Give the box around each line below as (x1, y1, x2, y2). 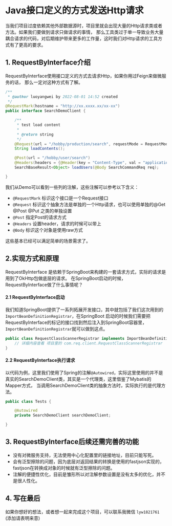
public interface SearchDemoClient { (5, 108, 86, 114)
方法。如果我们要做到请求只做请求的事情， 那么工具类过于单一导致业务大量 (5, 29, 164, 35)
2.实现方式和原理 (5, 254, 59, 263)
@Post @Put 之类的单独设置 (12, 208, 72, 214)
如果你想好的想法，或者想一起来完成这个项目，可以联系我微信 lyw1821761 (5, 509, 160, 515)
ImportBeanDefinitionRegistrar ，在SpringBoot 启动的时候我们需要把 (5, 313, 151, 319)
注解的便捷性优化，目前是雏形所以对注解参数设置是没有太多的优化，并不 (12, 471, 165, 477)
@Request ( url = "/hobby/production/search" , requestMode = (14, 141, 143, 146)
